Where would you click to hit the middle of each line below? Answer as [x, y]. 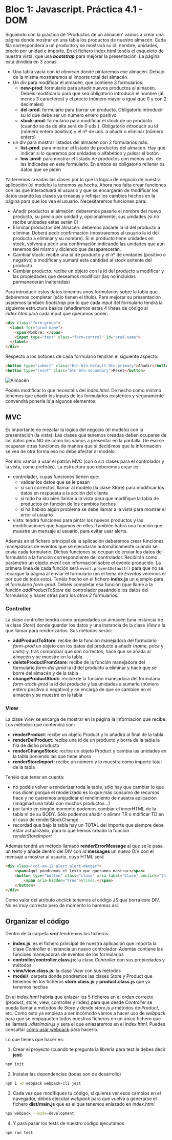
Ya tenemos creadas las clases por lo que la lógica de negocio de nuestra [83, 179]
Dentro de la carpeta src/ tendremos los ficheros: [58, 934]
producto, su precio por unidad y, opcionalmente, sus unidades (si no [86, 217]
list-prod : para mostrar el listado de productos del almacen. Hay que [93, 147]
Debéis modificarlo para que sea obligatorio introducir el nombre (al [92, 93]
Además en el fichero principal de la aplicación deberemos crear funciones [84, 541]
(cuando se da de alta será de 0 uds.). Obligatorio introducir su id [89, 126]
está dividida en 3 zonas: [31, 61]
